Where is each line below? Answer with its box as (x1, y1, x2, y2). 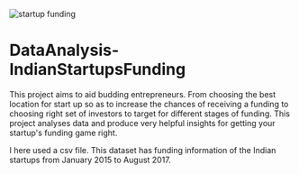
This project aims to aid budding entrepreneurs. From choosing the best (9, 88, 276, 99)
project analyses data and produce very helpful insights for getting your (9, 117, 276, 128)
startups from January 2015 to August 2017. (9, 154, 171, 165)
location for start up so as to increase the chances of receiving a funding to (9, 98, 289, 109)
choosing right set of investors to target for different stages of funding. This (9, 108, 291, 119)
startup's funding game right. (9, 127, 118, 138)
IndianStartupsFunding (9, 60, 186, 80)
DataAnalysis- (9, 41, 120, 60)
